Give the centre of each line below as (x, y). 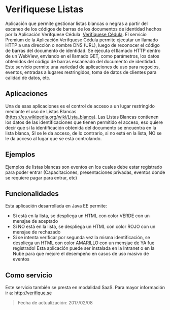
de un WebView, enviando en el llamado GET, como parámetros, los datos (82, 56)
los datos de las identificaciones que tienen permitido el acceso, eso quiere (84, 122)
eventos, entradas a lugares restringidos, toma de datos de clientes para (81, 72)
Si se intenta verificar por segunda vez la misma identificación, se (81, 238)
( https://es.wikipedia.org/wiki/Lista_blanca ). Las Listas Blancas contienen (82, 117)
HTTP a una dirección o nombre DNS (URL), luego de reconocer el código (82, 45)
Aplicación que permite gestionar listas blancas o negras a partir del (77, 23)
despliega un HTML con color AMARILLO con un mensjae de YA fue (83, 243)
